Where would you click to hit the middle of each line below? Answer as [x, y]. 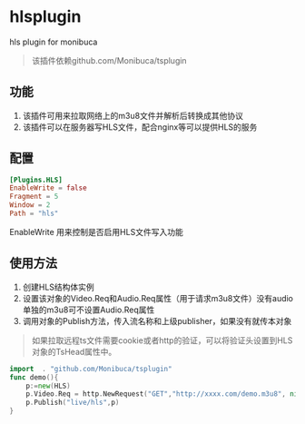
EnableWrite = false [49, 188]
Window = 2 [30, 205]
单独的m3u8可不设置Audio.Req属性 [89, 310]
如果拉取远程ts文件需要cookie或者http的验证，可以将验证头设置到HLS [162, 340]
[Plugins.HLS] [36, 180]
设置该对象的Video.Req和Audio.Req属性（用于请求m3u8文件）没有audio [157, 298]
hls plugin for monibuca [54, 42]
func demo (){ [34, 377]
